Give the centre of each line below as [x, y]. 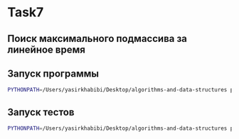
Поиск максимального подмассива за [97, 39]
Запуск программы [53, 73]
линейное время [46, 49]
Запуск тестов [41, 112]
